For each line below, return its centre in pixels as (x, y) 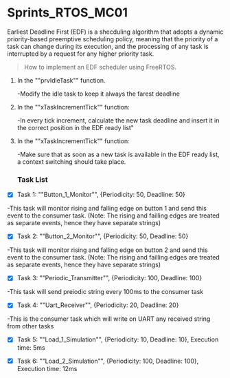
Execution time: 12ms (47, 368)
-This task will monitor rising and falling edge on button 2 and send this (107, 250)
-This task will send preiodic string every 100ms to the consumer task (105, 292)
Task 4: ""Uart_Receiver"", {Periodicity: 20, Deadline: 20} (98, 305)
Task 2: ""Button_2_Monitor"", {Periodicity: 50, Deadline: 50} (103, 236)
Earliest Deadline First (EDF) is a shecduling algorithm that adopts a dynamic (115, 32)
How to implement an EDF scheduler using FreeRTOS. (100, 67)
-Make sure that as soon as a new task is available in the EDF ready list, (118, 154)
